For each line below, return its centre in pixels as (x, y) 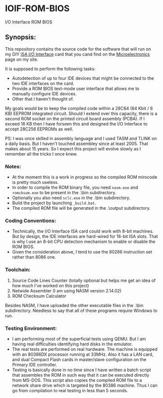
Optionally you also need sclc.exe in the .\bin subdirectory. (71, 198)
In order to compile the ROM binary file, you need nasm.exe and (75, 187)
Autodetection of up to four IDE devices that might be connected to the (83, 78)
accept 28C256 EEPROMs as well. (39, 129)
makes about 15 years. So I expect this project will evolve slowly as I (73, 148)
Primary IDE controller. (34, 364)
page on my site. (22, 59)
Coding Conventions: (31, 220)
